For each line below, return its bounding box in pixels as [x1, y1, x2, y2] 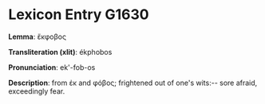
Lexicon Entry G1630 [8, 6, 149, 24]
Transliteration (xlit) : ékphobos [8, 47, 113, 56]
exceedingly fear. [8, 86, 65, 96]
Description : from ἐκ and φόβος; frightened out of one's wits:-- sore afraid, [8, 78, 258, 87]
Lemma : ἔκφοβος [8, 32, 66, 41]
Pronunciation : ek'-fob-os [8, 62, 96, 72]
